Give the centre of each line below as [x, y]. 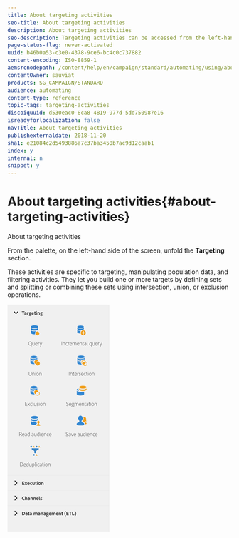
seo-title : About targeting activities [67, 22]
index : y [20, 151]
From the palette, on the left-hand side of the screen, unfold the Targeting [116, 250]
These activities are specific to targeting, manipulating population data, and [118, 272]
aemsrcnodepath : [31, 68]
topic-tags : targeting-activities [59, 106]
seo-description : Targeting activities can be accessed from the [106, 38]
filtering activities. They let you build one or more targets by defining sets [115, 280]
